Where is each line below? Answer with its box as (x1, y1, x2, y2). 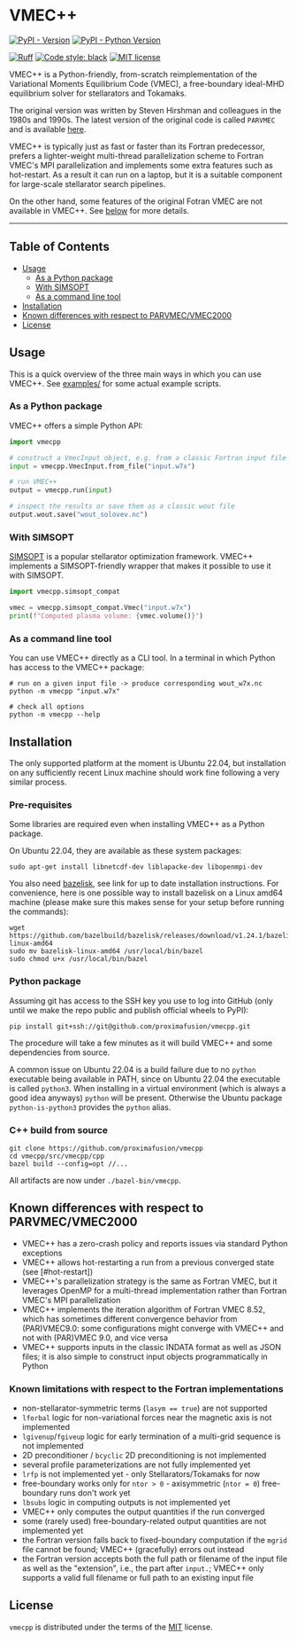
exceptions (21, 1247, 63, 1258)
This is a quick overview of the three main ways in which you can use (9, 369, 263, 379)
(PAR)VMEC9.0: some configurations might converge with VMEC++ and (21, 1323, 285, 1333)
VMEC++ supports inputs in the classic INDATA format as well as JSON (21, 1341, 281, 1352)
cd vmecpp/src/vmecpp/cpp (9, 1152, 104, 1160)
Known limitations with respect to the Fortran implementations (9, 1382, 285, 1395)
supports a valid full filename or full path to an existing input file (21, 1573, 254, 1583)
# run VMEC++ (9, 478, 57, 487)
